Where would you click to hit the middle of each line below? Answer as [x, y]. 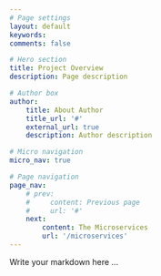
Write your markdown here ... [64, 261]
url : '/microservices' [85, 236]
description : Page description [69, 77]
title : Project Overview [56, 68]
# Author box [34, 93]
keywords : [28, 35]
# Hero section [38, 60]
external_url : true [63, 127]
